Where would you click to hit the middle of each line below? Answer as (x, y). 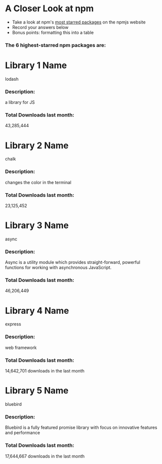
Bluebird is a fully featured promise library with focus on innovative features (81, 428)
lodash (12, 79)
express (13, 324)
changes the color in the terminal (38, 182)
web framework (21, 348)
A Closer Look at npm (50, 9)
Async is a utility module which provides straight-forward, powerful (73, 262)
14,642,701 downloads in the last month (45, 371)
